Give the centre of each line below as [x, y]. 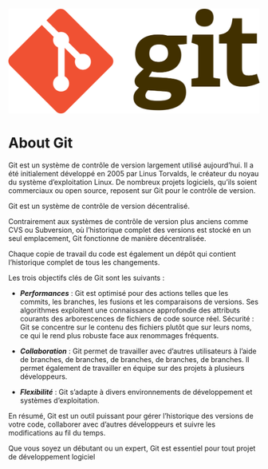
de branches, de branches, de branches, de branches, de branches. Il [134, 360]
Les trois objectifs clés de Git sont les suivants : [87, 278]
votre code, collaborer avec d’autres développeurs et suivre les [112, 424]
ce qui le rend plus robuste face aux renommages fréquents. [119, 336]
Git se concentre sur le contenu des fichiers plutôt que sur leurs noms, [136, 327]
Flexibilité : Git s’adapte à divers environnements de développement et [136, 392]
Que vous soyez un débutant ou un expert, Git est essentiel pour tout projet [132, 448]
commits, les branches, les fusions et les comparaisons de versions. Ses [139, 302]
